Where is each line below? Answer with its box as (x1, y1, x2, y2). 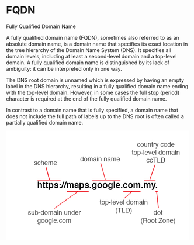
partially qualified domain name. (6, 119, 84, 126)
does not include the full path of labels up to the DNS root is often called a (6, 112, 184, 120)
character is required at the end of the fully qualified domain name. (6, 95, 167, 102)
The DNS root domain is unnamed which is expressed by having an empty (6, 77, 185, 84)
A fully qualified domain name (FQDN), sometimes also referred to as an (6, 34, 179, 41)
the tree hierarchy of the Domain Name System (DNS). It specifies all (6, 46, 171, 53)
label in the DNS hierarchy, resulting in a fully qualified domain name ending (6, 82, 189, 89)
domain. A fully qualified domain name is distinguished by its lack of (6, 59, 169, 66)
